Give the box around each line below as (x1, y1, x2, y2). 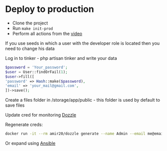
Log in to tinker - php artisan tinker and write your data (5, 55, 117, 61)
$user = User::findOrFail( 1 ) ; (5, 69, 68, 74)
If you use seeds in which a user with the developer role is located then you (5, 40, 160, 46)
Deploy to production (5, 3, 94, 15)
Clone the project (12, 20, 48, 26)
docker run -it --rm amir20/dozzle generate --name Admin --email (5, 131, 146, 137)
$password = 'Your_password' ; (5, 65, 68, 70)
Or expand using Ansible (5, 141, 56, 147)
